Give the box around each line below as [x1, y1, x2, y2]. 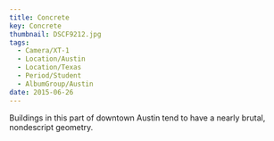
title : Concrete [9, 12, 70, 22]
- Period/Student [17, 71, 82, 80]
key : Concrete [9, 21, 62, 30]
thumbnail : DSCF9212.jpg [9, 29, 102, 38]
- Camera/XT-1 [17, 46, 70, 55]
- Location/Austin [17, 54, 87, 63]
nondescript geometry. [9, 121, 94, 132]
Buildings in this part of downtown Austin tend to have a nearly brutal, [9, 112, 266, 123]
